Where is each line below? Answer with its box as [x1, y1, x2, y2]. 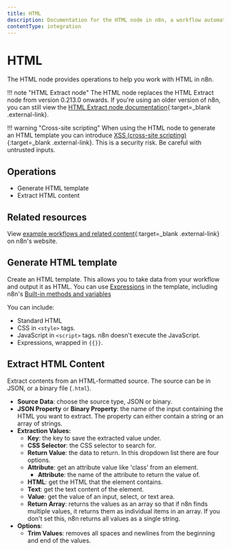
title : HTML [7, 10, 41, 17]
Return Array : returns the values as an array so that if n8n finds [27, 500, 208, 508]
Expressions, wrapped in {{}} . [16, 338, 103, 346]
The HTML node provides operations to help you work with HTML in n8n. [7, 75, 214, 83]
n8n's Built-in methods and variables [7, 290, 111, 298]
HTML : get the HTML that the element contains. [27, 478, 163, 486]
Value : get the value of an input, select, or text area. [27, 492, 175, 500]
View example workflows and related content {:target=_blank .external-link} [7, 229, 220, 237]
